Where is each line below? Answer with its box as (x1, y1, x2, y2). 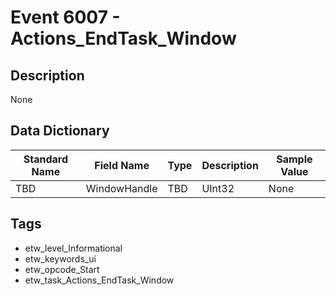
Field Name (94, 158, 150, 172)
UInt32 (201, 181, 235, 195)
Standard (23, 152, 69, 166)
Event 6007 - (10, 6, 121, 29)
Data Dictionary (10, 122, 110, 140)
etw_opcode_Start (24, 263, 100, 275)
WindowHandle (85, 181, 158, 195)
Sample (276, 152, 313, 166)
